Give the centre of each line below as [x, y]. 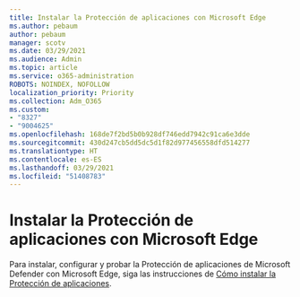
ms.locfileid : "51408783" [57, 176]
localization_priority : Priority [72, 92]
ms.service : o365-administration [72, 76]
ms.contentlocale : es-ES [56, 159]
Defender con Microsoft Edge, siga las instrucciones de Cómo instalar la [142, 274]
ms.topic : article [43, 68]
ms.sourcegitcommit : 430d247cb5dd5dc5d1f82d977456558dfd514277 [130, 143]
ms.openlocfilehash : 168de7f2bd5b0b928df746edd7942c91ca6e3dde [130, 135]
